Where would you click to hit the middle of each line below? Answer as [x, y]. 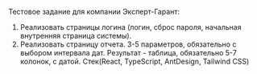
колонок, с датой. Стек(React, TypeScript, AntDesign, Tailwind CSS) [135, 61]
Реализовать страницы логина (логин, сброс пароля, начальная [131, 27]
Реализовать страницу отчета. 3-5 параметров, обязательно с [128, 44]
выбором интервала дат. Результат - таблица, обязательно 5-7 [128, 53]
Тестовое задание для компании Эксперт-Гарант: [94, 12]
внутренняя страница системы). [76, 36]
